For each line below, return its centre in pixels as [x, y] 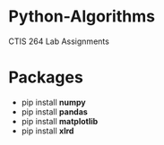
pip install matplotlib [60, 121]
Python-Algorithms [82, 17]
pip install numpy [53, 102]
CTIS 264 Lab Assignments [59, 41]
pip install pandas [55, 111]
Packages [46, 77]
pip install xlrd [47, 131]
